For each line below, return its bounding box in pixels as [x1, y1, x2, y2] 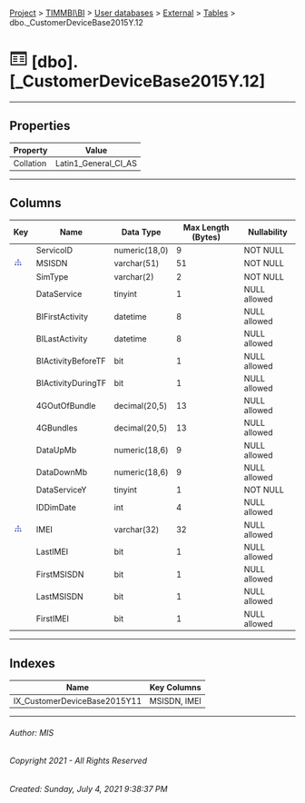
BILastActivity [35, 332, 88, 344]
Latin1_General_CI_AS [55, 158, 138, 169]
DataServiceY [35, 484, 87, 495]
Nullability [248, 227, 288, 238]
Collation [13, 158, 47, 169]
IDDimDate [35, 501, 77, 512]
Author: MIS [9, 727, 54, 738]
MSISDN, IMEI [149, 695, 202, 706]
